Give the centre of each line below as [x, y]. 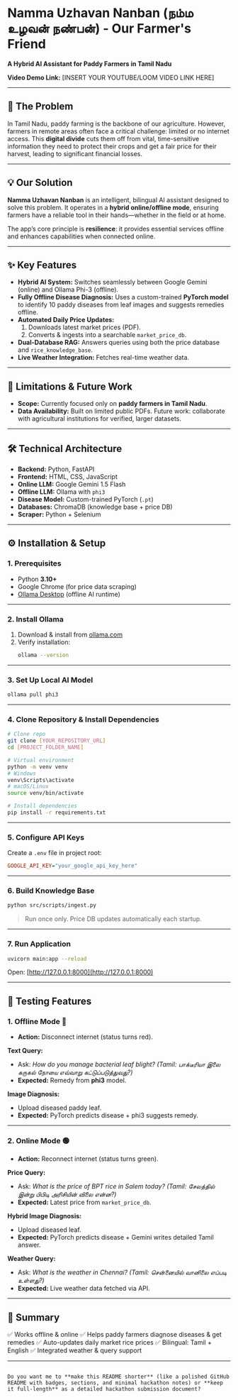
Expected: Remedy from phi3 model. [72, 1081]
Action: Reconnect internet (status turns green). [88, 1159]
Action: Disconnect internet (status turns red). [85, 1037]
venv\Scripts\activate [41, 780]
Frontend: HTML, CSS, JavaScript [68, 476]
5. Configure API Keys [46, 837]
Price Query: [27, 1173]
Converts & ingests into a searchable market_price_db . [107, 335]
